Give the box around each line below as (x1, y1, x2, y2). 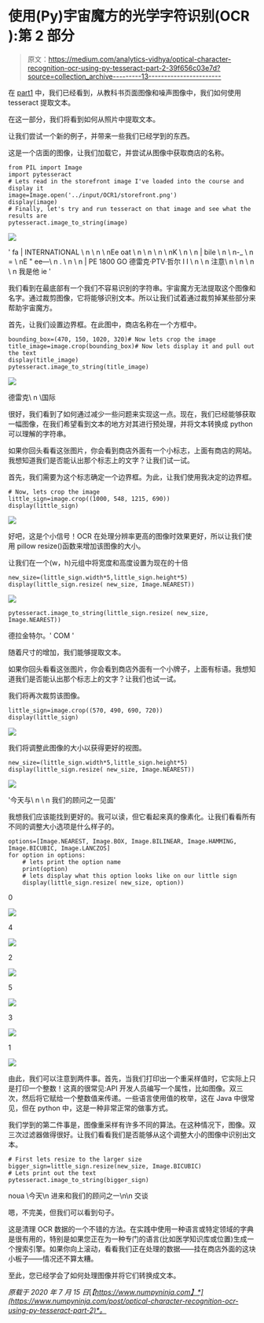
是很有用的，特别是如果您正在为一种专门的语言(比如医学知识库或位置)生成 (8, 1234, 247, 1243)
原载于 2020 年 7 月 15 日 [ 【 (8, 1287, 96, 1296)
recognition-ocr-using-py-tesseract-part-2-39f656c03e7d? (27, 63, 222, 72)
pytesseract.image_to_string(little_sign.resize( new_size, (8, 609, 210, 617)
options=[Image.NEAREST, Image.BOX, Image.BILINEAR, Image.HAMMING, (8, 837, 237, 845)
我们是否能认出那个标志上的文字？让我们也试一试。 (14, 674, 181, 684)
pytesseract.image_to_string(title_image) (8, 363, 149, 371)
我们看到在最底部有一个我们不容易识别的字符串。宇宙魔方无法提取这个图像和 (8, 283, 256, 292)
